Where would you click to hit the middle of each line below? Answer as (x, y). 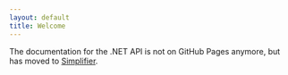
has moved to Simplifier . (54, 61)
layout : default (39, 17)
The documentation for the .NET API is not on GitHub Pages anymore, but (145, 51)
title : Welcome (38, 26)
